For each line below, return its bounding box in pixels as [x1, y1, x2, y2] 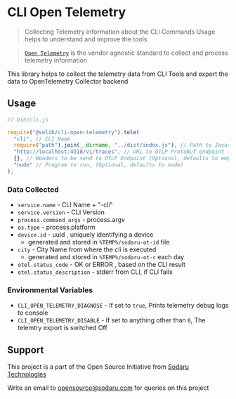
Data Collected [7, 184, 60, 194]
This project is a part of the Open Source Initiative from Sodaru [7, 362, 190, 371]
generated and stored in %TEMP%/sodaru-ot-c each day [27, 253, 185, 261]
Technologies [7, 370, 47, 379]
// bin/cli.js [7, 116, 49, 123]
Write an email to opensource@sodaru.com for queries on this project [7, 384, 209, 392]
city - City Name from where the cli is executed [17, 245, 157, 254]
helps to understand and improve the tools [24, 34, 147, 43]
